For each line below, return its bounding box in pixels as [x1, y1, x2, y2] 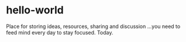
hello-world [6, 3, 64, 17]
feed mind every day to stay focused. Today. [6, 29, 113, 36]
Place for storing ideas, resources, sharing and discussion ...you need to [6, 23, 181, 30]
